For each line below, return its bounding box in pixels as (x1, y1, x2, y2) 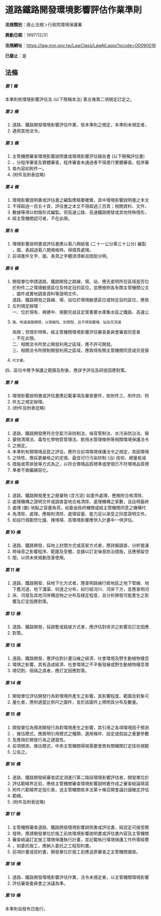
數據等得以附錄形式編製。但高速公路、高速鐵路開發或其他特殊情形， (12, 209, 149, 216)
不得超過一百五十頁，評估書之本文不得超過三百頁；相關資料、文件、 (12, 203, 149, 209)
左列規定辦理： (12, 303, 42, 309)
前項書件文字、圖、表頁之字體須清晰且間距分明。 (12, 253, 111, 259)
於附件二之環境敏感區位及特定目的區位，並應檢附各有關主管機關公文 (12, 285, 149, 290)
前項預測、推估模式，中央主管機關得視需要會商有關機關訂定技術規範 (12, 743, 149, 748)
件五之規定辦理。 (12, 399, 47, 405)
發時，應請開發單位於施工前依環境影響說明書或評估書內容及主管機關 (12, 830, 149, 836)
